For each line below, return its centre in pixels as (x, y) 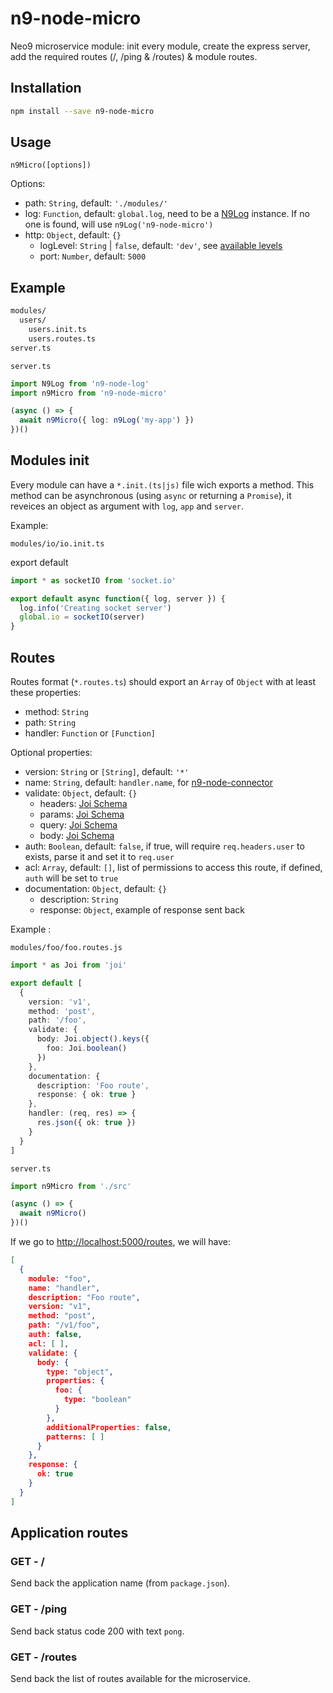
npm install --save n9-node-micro (82, 111)
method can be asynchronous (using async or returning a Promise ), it (151, 495)
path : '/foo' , (57, 1020)
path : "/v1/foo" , (64, 1325)
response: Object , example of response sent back (142, 910)
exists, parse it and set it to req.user (99, 856)
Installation (46, 88)
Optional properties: (51, 752)
